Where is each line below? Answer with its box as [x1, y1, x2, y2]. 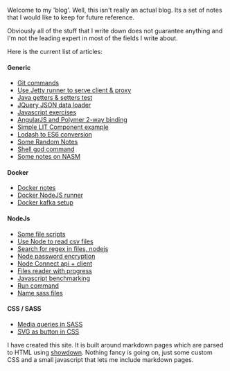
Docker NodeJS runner [17, 191, 84, 200]
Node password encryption [17, 252, 96, 260]
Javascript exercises [17, 108, 77, 117]
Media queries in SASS [17, 320, 83, 328]
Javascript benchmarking [17, 274, 91, 282]
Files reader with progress [17, 266, 92, 275]
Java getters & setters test [17, 94, 93, 102]
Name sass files [17, 288, 64, 297]
